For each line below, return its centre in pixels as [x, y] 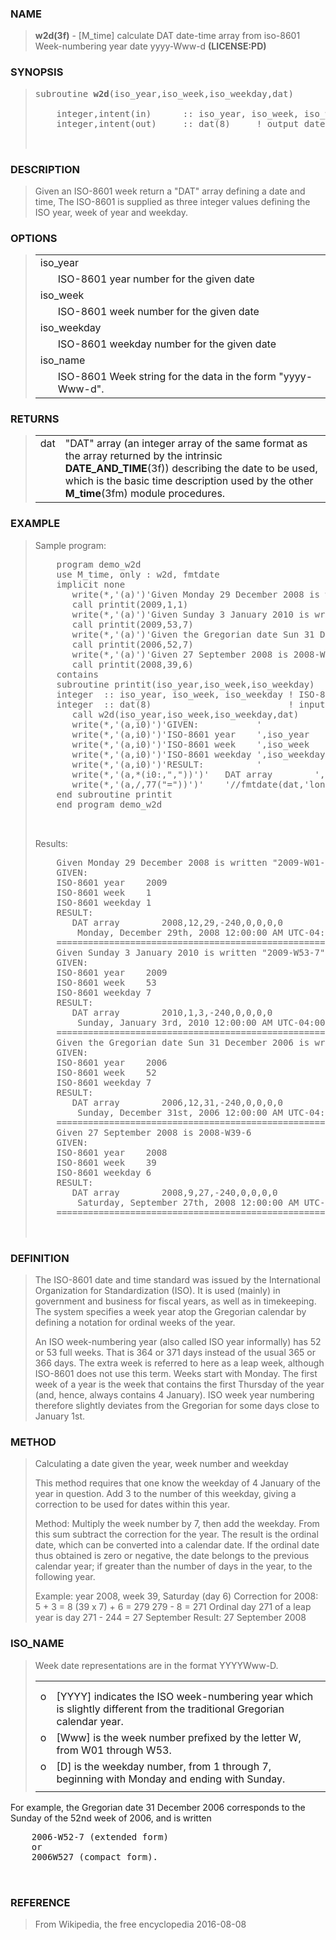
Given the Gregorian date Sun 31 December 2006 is [183, 1042]
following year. [65, 1577]
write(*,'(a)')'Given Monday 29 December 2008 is [195, 594]
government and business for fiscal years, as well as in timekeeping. [175, 1301]
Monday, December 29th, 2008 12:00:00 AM [180, 932]
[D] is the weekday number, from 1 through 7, [164, 1766]
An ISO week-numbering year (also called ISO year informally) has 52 [178, 1342]
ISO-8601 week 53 [106, 982]
